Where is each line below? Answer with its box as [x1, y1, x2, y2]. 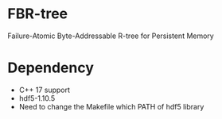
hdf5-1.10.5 [18, 93, 56, 103]
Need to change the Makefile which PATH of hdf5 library [18, 102, 204, 111]
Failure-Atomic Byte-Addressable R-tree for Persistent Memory [7, 31, 214, 40]
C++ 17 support [18, 85, 71, 94]
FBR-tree [7, 5, 68, 23]
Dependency [7, 59, 95, 77]
